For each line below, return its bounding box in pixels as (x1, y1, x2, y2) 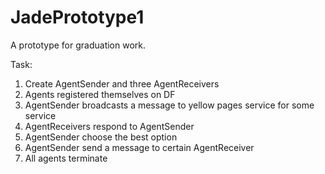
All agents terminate (24, 152, 108, 164)
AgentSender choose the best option (24, 131, 178, 143)
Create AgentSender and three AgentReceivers (24, 77, 220, 90)
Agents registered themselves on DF (24, 88, 176, 100)
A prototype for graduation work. (10, 39, 147, 51)
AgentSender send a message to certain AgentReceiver (24, 141, 255, 153)
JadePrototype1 (10, 6, 145, 29)
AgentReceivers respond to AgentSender (24, 120, 195, 132)
